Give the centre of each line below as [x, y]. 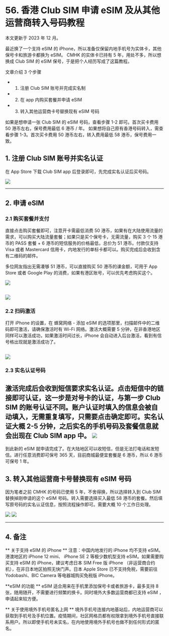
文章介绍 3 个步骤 [23, 72]
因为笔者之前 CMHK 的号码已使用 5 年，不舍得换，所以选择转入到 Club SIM [83, 492]
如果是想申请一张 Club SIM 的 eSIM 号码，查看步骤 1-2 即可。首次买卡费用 [82, 122]
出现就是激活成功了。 [36, 342]
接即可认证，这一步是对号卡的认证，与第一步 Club [83, 398]
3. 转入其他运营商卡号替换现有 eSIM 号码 [68, 479]
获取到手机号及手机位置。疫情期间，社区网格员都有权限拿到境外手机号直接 [82, 615]
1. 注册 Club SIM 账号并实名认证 [54, 159]
